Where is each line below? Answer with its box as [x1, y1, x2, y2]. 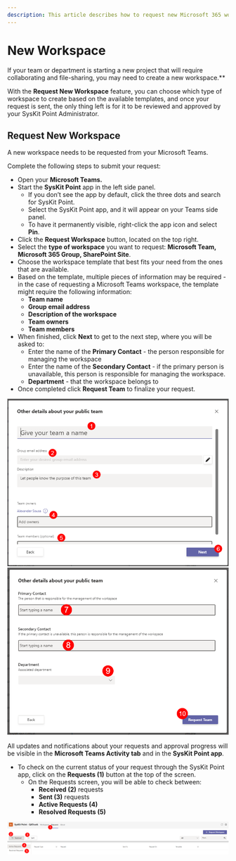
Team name [27, 295, 63, 304]
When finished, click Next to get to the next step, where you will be [17, 333, 212, 341]
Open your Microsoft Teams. [17, 176, 103, 184]
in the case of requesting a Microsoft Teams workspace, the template [17, 280, 219, 288]
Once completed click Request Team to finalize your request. [17, 385, 195, 393]
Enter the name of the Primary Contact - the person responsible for [27, 347, 225, 356]
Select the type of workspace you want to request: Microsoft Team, [17, 243, 216, 251]
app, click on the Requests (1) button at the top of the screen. [17, 770, 197, 779]
